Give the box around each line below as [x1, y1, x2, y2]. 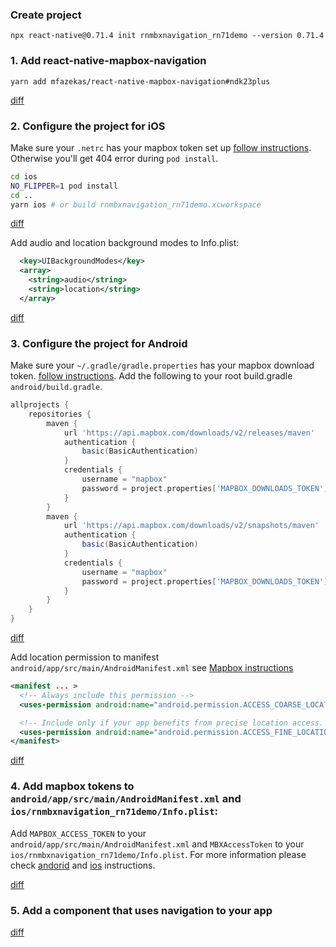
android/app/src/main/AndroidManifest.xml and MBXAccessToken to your [10, 838, 305, 850]
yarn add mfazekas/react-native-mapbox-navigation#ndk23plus [10, 76, 271, 87]
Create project [10, 8, 82, 22]
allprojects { [10, 400, 70, 410]
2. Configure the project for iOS [10, 119, 166, 133]
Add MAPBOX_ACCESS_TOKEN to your [10, 827, 147, 839]
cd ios [10, 171, 38, 182]
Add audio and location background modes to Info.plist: [10, 237, 240, 249]
